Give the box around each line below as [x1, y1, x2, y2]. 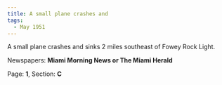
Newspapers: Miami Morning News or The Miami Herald [7, 56, 174, 65]
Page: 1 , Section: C [7, 70, 62, 78]
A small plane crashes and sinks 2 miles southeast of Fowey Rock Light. [7, 43, 216, 51]
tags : [7, 17, 23, 24]
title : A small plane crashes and [7, 10, 109, 18]
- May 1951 [13, 23, 46, 30]
